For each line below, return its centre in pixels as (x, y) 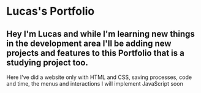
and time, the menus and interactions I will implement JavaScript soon (95, 84)
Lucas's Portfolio (51, 11)
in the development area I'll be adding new (89, 43)
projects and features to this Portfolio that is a (96, 53)
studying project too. (47, 62)
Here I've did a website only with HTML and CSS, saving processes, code (99, 77)
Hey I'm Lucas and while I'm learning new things (100, 34)
